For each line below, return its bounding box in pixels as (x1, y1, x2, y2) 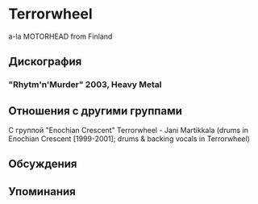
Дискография (8, 55, 82, 69)
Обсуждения (8, 157, 77, 171)
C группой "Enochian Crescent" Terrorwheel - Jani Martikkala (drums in (8, 126, 248, 135)
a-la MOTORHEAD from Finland (8, 31, 113, 41)
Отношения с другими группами (8, 104, 183, 118)
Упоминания (8, 185, 77, 198)
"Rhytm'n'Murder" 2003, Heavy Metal (8, 79, 162, 90)
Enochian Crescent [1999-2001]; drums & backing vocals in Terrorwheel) (8, 134, 250, 144)
